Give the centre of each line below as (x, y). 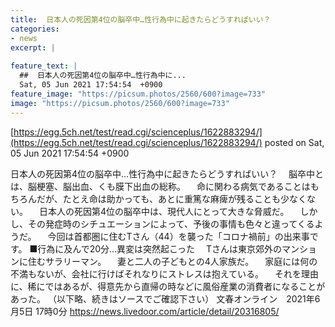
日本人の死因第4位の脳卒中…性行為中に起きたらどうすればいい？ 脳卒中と (167, 173)
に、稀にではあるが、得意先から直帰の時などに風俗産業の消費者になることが (168, 286)
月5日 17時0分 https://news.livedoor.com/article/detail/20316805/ (145, 311)
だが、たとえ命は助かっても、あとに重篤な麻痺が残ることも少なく (171, 198)
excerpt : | (33, 47)
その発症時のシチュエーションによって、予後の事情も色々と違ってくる (171, 223)
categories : (35, 29)
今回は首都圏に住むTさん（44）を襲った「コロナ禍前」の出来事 (178, 236)
